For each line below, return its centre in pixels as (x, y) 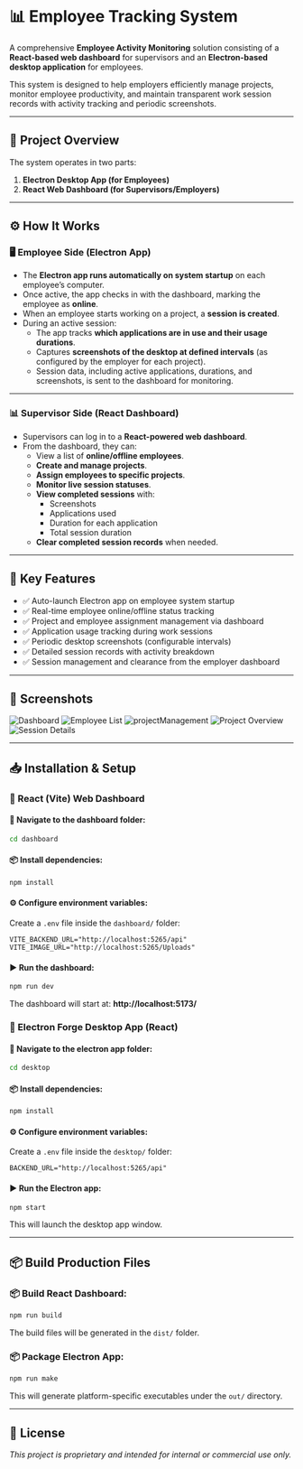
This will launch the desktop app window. (86, 1224)
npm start (28, 1207)
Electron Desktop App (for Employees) (96, 180)
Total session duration (91, 532)
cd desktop (30, 1068)
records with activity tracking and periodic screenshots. (113, 103)
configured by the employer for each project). (120, 362)
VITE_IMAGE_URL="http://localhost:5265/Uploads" (102, 948)
